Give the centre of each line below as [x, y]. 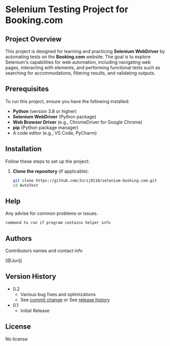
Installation [23, 149]
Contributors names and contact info [44, 251]
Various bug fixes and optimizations [58, 294]
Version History [31, 277]
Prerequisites [27, 89]
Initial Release [35, 310]
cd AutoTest [25, 185]
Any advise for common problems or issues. [52, 213]
